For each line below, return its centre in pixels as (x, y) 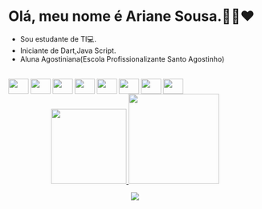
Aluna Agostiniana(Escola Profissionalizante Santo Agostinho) (122, 58)
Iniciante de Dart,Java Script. (68, 50)
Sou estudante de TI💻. (58, 38)
